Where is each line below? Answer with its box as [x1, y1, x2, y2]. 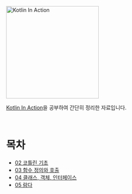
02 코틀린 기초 [14, 159, 49, 166]
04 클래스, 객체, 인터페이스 [14, 174, 77, 181]
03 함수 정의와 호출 [14, 166, 60, 173]
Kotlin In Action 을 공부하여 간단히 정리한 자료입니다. [6, 104, 127, 111]
